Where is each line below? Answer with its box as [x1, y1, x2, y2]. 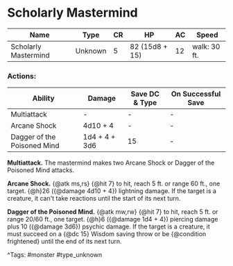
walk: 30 [191, 42, 221, 51]
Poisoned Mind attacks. [7, 166, 75, 174]
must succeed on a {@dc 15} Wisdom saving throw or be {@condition [7, 230, 207, 238]
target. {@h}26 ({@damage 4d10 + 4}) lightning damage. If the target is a [7, 187, 217, 195]
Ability [32, 94, 55, 103]
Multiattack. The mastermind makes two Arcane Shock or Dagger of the [7, 158, 215, 167]
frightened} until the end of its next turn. [7, 238, 122, 246]
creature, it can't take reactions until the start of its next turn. [7, 194, 181, 203]
